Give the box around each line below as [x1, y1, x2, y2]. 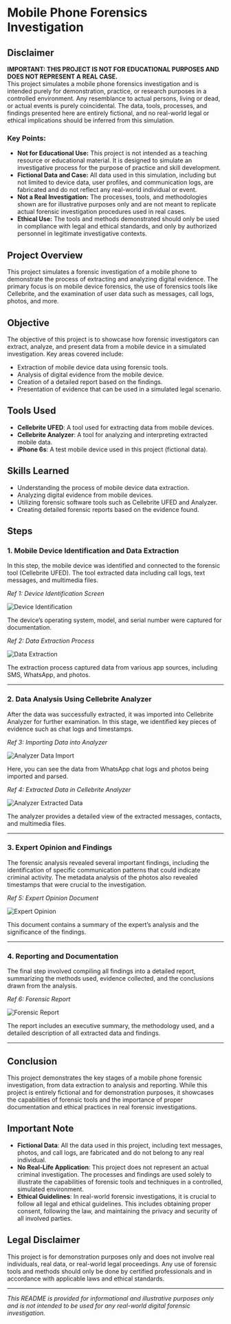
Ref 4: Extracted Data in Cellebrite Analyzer [7, 785, 131, 793]
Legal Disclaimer [7, 1234, 80, 1246]
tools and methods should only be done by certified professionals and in [7, 1267, 212, 1275]
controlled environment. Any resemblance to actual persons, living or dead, [7, 94, 221, 103]
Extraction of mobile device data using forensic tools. [16, 363, 168, 371]
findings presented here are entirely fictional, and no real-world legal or [7, 109, 210, 117]
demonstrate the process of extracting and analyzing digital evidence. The [7, 275, 219, 284]
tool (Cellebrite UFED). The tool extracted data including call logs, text [7, 569, 205, 577]
